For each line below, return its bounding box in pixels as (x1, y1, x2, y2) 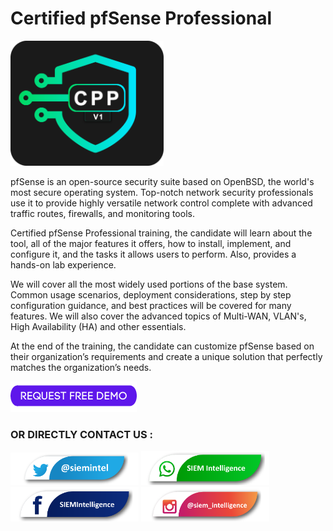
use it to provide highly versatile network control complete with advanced (10, 197, 313, 209)
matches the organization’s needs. (10, 361, 152, 373)
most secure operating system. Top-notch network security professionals (10, 186, 314, 198)
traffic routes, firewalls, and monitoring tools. (10, 207, 195, 219)
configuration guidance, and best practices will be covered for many (10, 299, 292, 311)
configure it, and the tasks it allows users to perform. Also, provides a (10, 248, 297, 260)
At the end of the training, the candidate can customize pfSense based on (10, 340, 315, 352)
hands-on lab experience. (10, 258, 117, 271)
